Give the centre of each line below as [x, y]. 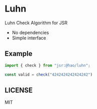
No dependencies [30, 32]
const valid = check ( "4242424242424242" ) [49, 74]
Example [19, 54]
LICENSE [19, 90]
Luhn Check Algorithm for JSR [36, 23]
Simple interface [29, 38]
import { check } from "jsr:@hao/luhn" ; [48, 65]
